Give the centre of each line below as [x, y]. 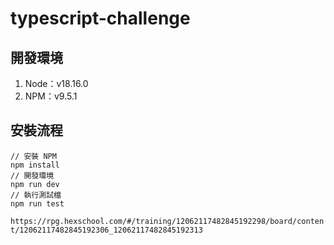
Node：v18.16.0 [56, 83]
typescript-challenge [100, 18]
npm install [35, 165]
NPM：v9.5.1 [51, 96]
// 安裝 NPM [33, 156]
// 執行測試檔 [36, 195]
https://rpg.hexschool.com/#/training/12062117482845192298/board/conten [167, 221]
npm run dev [35, 184]
